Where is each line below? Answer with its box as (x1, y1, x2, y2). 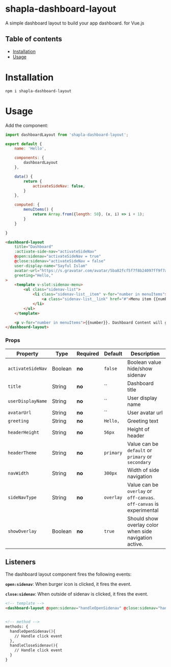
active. (127, 540, 144, 548)
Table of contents (5, 35, 62, 43)
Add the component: (5, 122, 48, 128)
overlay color (127, 521, 159, 528)
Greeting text (127, 417, 159, 424)
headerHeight (8, 429, 40, 435)
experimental (127, 506, 159, 513)
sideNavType (8, 495, 37, 500)
